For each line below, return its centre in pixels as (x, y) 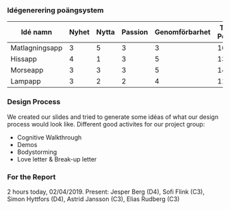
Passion (135, 32)
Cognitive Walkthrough (49, 137)
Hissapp (24, 59)
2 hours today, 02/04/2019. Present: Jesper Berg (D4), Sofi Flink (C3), (106, 192)
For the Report (31, 176)
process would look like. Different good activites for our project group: (106, 124)
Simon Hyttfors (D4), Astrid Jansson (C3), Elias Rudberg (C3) (93, 199)
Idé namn (37, 32)
